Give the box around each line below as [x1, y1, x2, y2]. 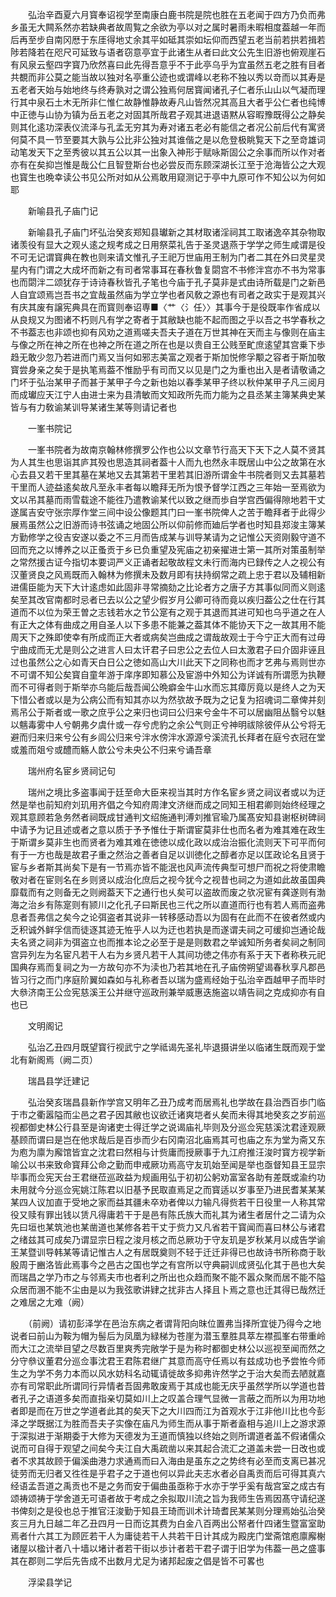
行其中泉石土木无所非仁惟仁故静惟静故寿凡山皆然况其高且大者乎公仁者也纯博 [10, 96, 326, 108]
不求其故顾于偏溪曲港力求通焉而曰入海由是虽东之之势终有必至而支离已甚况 [18, 1455, 326, 1467]
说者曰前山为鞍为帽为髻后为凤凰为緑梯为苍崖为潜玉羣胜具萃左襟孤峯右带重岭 [10, 1330, 326, 1342]
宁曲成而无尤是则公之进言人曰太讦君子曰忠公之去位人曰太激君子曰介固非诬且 [10, 644, 326, 655]
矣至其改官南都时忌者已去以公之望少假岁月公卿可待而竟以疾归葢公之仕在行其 [10, 594, 326, 605]
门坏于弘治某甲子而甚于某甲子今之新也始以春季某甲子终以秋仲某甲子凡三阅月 [10, 376, 326, 388]
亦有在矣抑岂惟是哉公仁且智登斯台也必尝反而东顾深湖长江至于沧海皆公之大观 [10, 159, 326, 170]
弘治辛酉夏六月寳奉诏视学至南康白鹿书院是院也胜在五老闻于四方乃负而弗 [27, 9, 326, 20]
